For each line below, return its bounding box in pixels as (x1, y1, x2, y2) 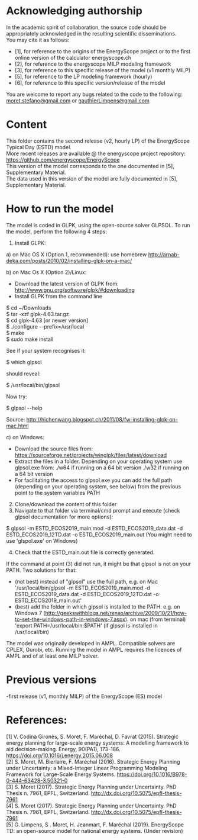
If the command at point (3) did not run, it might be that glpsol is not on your (6, 560, 191, 567)
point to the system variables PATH (14, 489, 100, 496)
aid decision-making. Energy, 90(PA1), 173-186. (6, 745, 121, 752)
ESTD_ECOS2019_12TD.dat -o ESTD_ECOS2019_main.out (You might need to (6, 531, 192, 538)
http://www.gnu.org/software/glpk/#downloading (14, 286, 135, 294)
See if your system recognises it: (6, 347, 86, 354)
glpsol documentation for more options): (14, 513, 113, 520)
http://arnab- (148, 250, 180, 258)
